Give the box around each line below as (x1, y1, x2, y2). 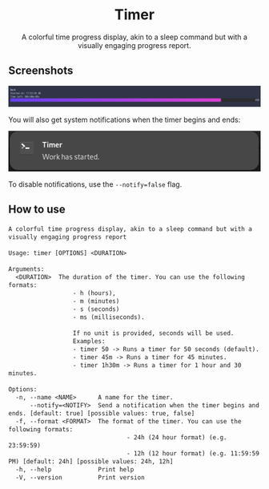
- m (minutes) (72, 297, 120, 305)
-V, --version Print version (15, 473, 146, 482)
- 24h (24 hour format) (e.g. (126, 433, 227, 442)
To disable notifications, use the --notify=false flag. (8, 179, 183, 189)
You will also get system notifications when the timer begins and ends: (8, 115, 241, 125)
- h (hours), (72, 289, 116, 297)
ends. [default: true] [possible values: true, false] (8, 409, 195, 418)
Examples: (72, 337, 106, 346)
